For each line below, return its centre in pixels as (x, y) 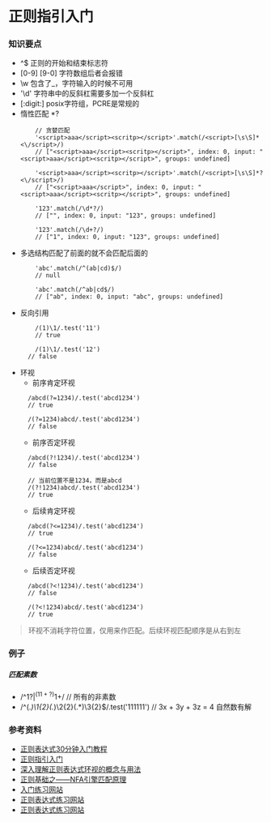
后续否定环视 (53, 571)
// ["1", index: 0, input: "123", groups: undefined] (127, 237)
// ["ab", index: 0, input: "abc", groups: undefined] (129, 297)
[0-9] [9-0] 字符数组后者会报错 (72, 73)
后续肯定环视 (53, 511)
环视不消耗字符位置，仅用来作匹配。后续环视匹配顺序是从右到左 (134, 631)
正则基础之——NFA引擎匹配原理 (73, 780)
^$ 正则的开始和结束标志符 (64, 63)
